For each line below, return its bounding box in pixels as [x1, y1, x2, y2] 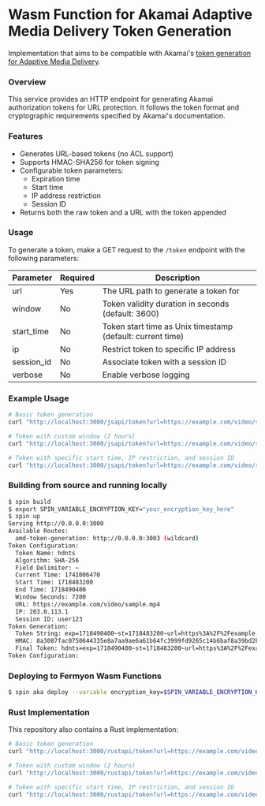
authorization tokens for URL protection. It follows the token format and [8, 103, 240, 112]
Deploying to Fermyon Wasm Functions [8, 670, 162, 681]
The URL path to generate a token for [102, 285, 240, 297]
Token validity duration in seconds [102, 298, 230, 309]
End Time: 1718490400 [15, 586, 87, 594]
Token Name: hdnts [15, 549, 77, 557]
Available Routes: [8, 527, 69, 535]
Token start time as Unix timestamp [102, 321, 233, 332]
